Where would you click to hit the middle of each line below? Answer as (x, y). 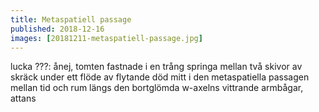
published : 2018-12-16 (57, 29)
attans (23, 98)
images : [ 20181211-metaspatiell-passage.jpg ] (106, 38)
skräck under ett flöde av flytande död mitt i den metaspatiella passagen (160, 77)
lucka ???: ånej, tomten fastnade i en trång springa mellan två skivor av (156, 67)
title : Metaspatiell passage (71, 19)
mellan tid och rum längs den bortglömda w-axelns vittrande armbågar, (157, 88)
